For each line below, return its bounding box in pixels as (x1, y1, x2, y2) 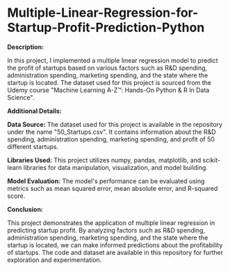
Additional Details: (7, 107, 62, 115)
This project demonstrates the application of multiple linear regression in (7, 218, 215, 227)
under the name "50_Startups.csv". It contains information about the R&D (7, 127, 217, 136)
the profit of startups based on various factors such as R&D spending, (7, 63, 208, 72)
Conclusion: (7, 205, 44, 213)
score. (7, 192, 26, 200)
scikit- (202, 155, 221, 164)
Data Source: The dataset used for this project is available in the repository (7, 120, 223, 128)
